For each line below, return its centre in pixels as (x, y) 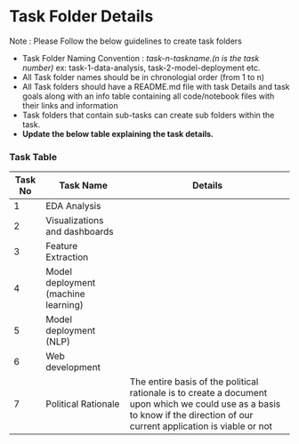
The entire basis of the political (194, 382)
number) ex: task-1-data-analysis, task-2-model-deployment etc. (141, 68)
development (73, 367)
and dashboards (80, 231)
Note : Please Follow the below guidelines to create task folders (125, 41)
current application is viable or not (201, 426)
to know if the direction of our (191, 416)
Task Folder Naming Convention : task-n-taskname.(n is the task (141, 58)
